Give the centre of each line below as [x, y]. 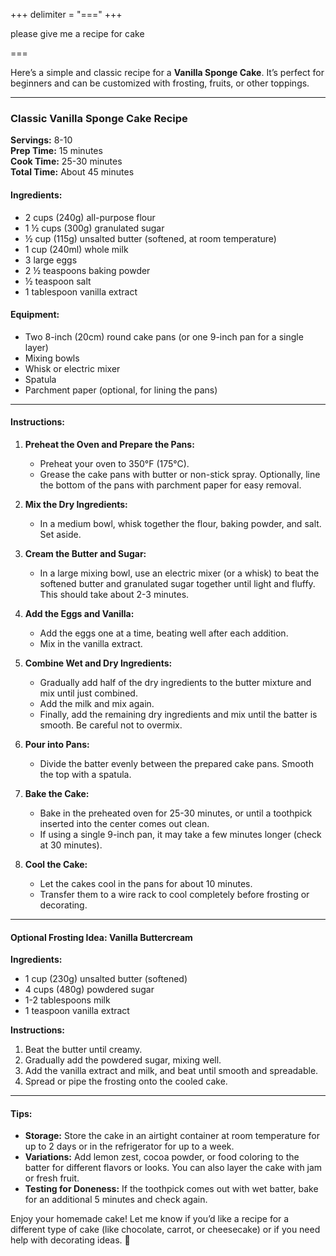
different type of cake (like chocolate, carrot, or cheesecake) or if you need [165, 1230]
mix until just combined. [88, 693]
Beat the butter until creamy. [83, 1050]
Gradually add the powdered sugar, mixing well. [123, 1060]
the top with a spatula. [85, 774]
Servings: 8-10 [41, 140]
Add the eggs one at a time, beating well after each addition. [164, 633]
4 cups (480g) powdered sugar [89, 990]
